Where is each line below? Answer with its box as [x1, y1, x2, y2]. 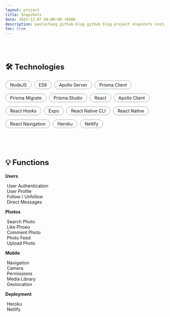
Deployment [5, 291, 32, 297]
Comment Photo [7, 229, 41, 235]
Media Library [7, 276, 36, 282]
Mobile [5, 250, 20, 256]
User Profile [7, 188, 32, 194]
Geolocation [7, 282, 32, 288]
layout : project [5, 7, 39, 13]
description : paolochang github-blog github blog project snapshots [5, 21, 153, 27]
